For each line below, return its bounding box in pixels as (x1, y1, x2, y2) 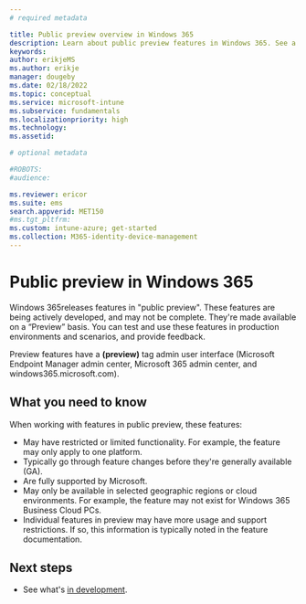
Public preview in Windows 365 (9, 271, 254, 292)
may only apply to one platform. (22, 446, 143, 457)
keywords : (9, 47, 47, 56)
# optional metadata (9, 148, 89, 158)
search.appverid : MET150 (9, 207, 104, 216)
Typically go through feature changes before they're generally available (22, 456, 292, 467)
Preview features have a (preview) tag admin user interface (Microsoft (9, 348, 276, 359)
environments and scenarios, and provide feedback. (9, 331, 206, 342)
